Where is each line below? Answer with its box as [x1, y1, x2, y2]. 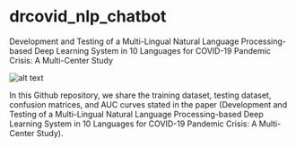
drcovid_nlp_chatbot [9, 6, 167, 27]
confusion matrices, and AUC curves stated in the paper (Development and [9, 99, 288, 109]
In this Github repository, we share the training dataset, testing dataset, [9, 90, 272, 100]
